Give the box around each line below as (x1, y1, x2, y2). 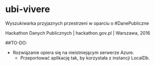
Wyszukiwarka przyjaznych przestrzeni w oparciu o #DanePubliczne (5, 20, 149, 26)
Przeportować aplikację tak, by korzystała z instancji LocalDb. (20, 54, 150, 61)
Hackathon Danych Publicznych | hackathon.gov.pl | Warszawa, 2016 (5, 30, 150, 36)
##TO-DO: (5, 39, 27, 46)
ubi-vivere (5, 4, 50, 15)
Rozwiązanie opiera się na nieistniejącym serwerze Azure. (12, 49, 135, 55)
